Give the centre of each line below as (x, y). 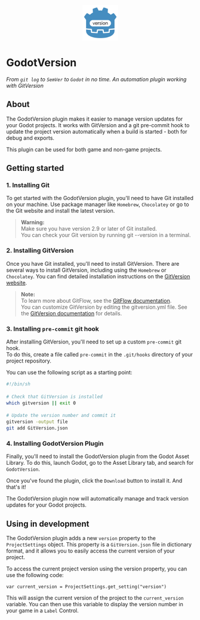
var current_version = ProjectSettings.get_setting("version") (87, 587)
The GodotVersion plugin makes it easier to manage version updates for (95, 119)
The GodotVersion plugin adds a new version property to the (81, 538)
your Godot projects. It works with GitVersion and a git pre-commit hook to (98, 125)
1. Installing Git (28, 185)
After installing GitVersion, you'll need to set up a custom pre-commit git (94, 342)
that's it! (16, 487)
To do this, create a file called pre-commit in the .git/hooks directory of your (99, 355)
